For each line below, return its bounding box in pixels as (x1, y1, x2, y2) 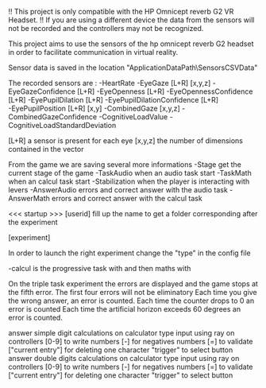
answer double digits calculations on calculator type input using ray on (8, 354, 240, 363)
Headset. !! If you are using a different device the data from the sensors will (8, 15, 255, 25)
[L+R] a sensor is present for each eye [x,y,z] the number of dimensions (8, 136, 244, 145)
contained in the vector (8, 145, 84, 153)
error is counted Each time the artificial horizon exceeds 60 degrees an (8, 305, 241, 313)
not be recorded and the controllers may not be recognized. (8, 24, 204, 33)
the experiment (8, 218, 58, 227)
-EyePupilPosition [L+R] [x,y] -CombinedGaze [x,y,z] (8, 103, 180, 113)
